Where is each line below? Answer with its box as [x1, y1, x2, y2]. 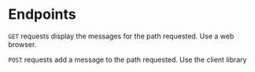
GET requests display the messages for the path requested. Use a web [8, 31, 235, 41]
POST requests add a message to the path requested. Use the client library [8, 55, 247, 64]
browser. [8, 39, 37, 49]
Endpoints [8, 5, 76, 23]
